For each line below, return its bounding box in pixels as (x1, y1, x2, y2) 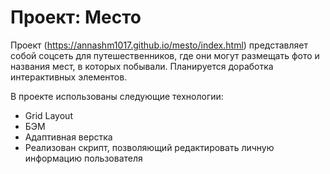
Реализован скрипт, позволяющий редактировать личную (24, 141, 275, 153)
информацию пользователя (24, 152, 143, 164)
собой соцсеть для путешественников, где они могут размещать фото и (10, 49, 320, 61)
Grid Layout (24, 109, 73, 121)
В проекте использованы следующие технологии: (10, 90, 224, 102)
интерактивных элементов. (10, 71, 128, 83)
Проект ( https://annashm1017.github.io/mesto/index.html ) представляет (10, 39, 308, 51)
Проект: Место (10, 6, 142, 29)
